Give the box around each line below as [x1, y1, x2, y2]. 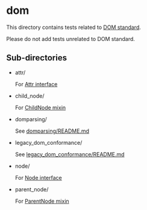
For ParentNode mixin [14, 197, 69, 205]
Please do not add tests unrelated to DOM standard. [6, 35, 136, 42]
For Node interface [14, 174, 62, 181]
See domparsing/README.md [14, 127, 89, 135]
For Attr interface [14, 80, 58, 87]
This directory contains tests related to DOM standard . [6, 24, 142, 31]
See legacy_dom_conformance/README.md [14, 150, 125, 157]
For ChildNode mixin [14, 104, 66, 111]
